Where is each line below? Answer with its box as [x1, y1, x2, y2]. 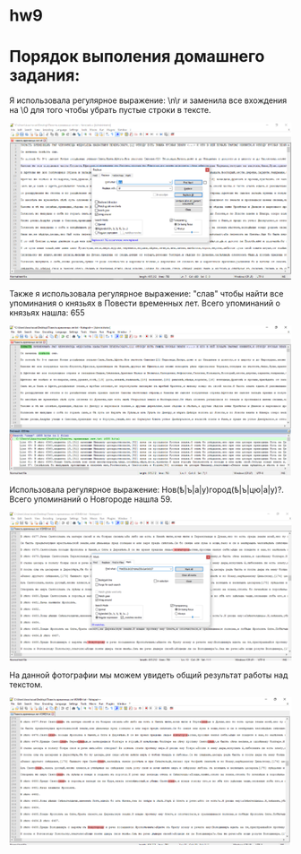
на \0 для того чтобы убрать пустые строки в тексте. [9, 105, 211, 116]
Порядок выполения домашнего [9, 47, 265, 67]
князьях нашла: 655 [9, 306, 85, 318]
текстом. [9, 679, 43, 690]
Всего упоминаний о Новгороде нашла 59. [9, 494, 173, 505]
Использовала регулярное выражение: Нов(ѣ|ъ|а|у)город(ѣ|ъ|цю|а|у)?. [9, 484, 285, 495]
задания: [9, 65, 81, 86]
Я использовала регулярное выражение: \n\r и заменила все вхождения [9, 95, 288, 106]
